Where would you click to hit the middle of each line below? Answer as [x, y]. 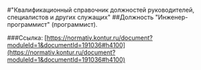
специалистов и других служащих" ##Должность [81, 17]
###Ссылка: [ [27, 38]
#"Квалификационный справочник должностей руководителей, [101, 10]
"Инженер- [171, 17]
